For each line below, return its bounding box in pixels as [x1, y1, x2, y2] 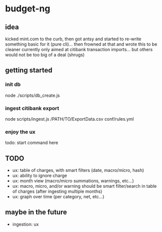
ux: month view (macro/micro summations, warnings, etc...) [12, 178, 134, 184]
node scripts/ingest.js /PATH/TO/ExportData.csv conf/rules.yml [5, 116, 134, 122]
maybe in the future [5, 208, 67, 217]
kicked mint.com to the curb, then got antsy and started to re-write [5, 36, 142, 42]
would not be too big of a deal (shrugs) [5, 52, 85, 58]
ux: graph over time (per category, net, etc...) [12, 194, 105, 200]
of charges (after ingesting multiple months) [12, 188, 103, 194]
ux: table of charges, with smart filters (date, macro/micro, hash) [12, 167, 145, 173]
